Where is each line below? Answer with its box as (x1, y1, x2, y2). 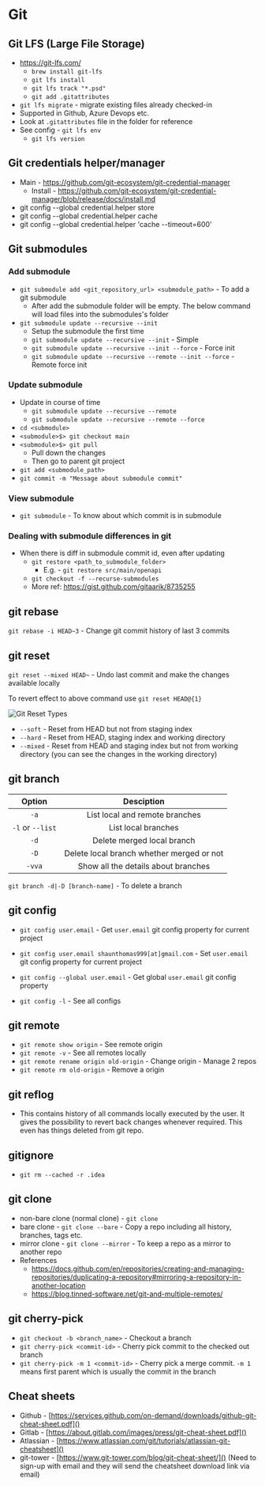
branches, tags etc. (19, 1230, 83, 1239)
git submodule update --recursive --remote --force (31, 415, 205, 424)
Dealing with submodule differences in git (8, 531, 172, 542)
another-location (31, 1280, 86, 1290)
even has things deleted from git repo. (19, 1125, 144, 1136)
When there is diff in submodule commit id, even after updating (19, 548, 225, 558)
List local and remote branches (86, 809, 201, 820)
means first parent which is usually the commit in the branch (19, 1367, 217, 1376)
